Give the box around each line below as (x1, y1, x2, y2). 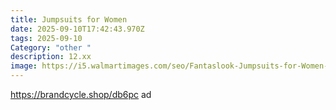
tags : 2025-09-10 (10, 33, 83, 43)
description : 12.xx (10, 52, 92, 62)
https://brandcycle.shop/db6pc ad (10, 89, 152, 100)
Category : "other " (10, 42, 92, 53)
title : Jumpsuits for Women (10, 14, 128, 25)
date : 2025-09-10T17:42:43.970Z (10, 24, 145, 34)
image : (10, 61, 38, 71)
